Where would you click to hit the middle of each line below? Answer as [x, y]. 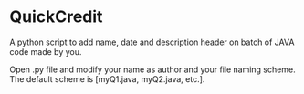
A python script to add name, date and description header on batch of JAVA [152, 42]
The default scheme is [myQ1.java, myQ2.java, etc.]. [107, 78]
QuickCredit [56, 17]
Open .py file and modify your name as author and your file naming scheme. [152, 69]
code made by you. [46, 51]
